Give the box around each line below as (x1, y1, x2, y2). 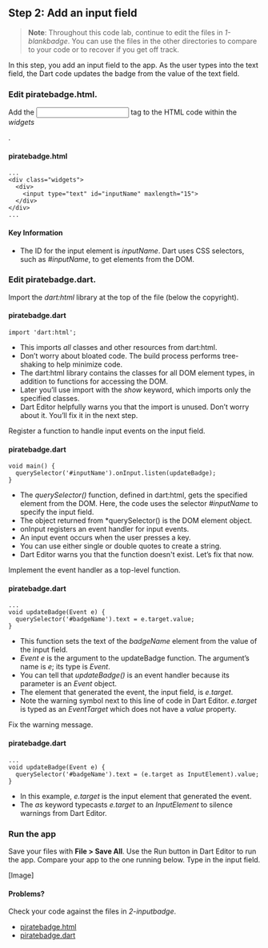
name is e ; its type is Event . (19, 662, 110, 672)
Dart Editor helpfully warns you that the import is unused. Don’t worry (19, 402, 250, 412)
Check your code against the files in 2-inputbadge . (8, 906, 177, 916)
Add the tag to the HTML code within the (8, 107, 238, 117)
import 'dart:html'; (8, 328, 78, 337)
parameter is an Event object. (19, 679, 118, 689)
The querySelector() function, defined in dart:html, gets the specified (19, 490, 248, 500)
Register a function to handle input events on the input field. (8, 426, 206, 436)
